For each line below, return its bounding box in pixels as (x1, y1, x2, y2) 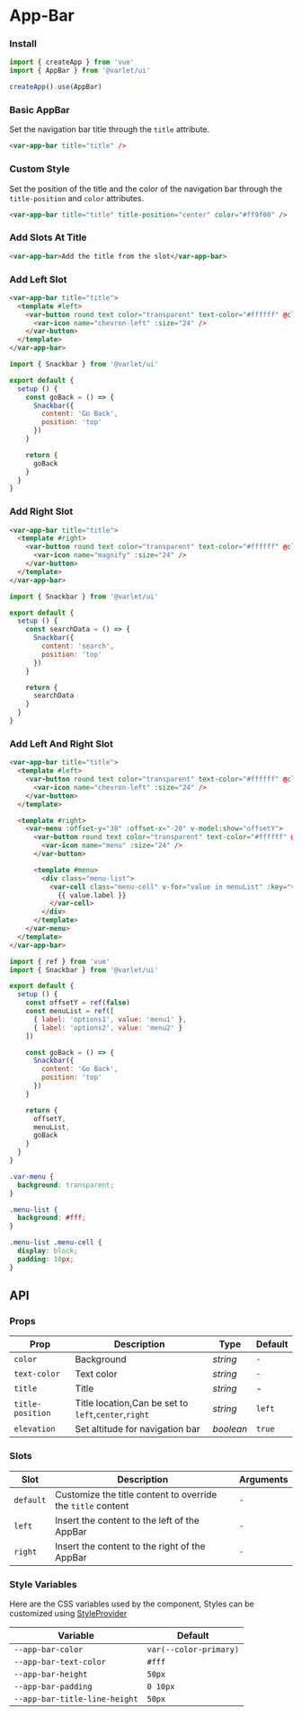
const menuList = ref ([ (25, 1007, 115, 1016)
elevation (13, 1424, 56, 1434)
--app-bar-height (13, 1668, 88, 1679)
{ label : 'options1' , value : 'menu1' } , (32, 1014, 187, 1024)
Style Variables (9, 1578, 78, 1590)
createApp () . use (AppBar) (9, 83, 102, 92)
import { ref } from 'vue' (9, 957, 111, 966)
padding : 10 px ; (17, 1254, 75, 1263)
